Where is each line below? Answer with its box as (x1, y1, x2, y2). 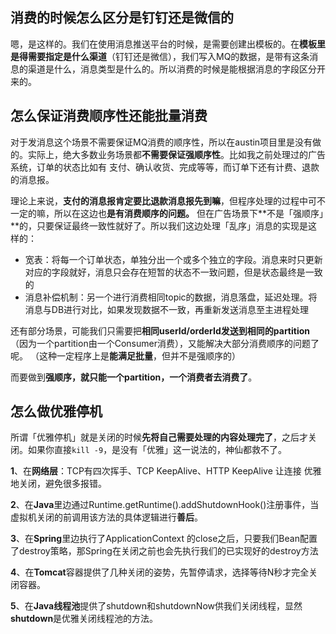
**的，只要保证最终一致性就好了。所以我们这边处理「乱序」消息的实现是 (10, 219, 309, 232)
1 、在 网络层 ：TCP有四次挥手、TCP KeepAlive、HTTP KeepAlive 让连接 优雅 (10, 465, 322, 477)
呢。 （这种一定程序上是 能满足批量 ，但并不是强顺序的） (10, 349, 241, 362)
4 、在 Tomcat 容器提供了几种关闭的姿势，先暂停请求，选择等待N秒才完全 (10, 566, 310, 578)
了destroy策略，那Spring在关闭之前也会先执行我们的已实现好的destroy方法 (10, 545, 319, 557)
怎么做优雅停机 (10, 403, 103, 420)
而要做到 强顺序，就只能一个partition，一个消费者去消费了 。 (10, 371, 258, 383)
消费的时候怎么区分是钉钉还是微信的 (10, 9, 234, 27)
